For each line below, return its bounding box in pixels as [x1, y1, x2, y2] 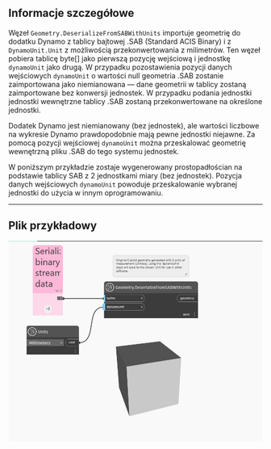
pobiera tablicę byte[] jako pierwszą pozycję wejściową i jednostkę [8, 53, 231, 63]
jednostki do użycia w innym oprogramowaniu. [8, 187, 164, 197]
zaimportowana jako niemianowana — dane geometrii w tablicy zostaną [8, 79, 247, 89]
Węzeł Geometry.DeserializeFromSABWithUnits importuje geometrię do [8, 27, 241, 37]
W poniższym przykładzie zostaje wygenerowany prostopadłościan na [8, 162, 243, 172]
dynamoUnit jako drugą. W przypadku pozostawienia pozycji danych [8, 62, 232, 72]
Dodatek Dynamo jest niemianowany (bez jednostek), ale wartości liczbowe [8, 120, 260, 130]
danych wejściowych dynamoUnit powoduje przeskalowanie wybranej [8, 179, 238, 189]
